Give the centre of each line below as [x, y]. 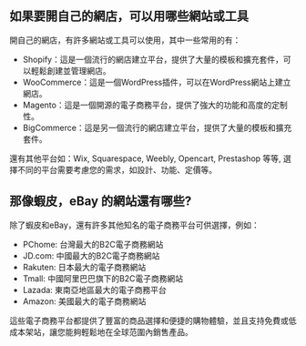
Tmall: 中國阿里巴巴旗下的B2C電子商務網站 [103, 278]
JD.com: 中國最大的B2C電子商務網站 [91, 255]
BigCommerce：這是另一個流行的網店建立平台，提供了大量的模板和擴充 [157, 127]
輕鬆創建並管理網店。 [71, 70]
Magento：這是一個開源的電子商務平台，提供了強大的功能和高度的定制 [155, 105]
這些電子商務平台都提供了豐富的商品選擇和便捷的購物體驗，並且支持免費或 [149, 321]
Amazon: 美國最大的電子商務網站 [84, 301]
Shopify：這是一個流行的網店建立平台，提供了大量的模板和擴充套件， [153, 59]
